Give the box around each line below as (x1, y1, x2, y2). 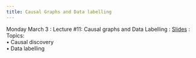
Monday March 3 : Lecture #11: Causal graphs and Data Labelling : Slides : (6, 25, 191, 33)
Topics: (6, 31, 25, 39)
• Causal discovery (6, 38, 54, 45)
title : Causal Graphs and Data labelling (6, 8, 112, 15)
